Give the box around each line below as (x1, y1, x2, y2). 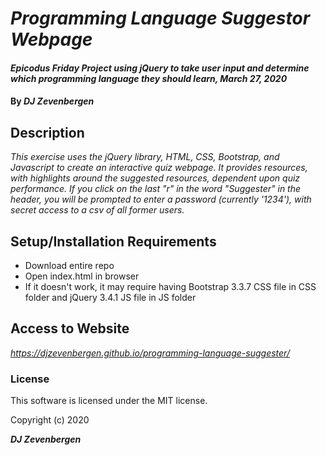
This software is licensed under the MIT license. (10, 395, 208, 407)
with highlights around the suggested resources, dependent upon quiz (10, 172, 301, 184)
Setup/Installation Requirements (10, 233, 217, 250)
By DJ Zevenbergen (10, 95, 95, 107)
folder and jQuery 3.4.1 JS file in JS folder (24, 292, 197, 303)
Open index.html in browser (24, 270, 140, 282)
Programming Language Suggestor (10, 7, 311, 30)
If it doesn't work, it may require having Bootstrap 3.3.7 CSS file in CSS (24, 281, 317, 292)
